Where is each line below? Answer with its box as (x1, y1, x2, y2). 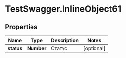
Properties (5, 23, 38, 31)
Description (50, 37, 79, 43)
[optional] (83, 45, 106, 52)
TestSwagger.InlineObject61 (5, 3, 122, 14)
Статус (50, 45, 68, 52)
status (7, 45, 23, 52)
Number (27, 45, 47, 52)
